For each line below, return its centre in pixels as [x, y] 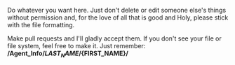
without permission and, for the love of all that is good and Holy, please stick [118, 17]
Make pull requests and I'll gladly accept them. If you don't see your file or [115, 38]
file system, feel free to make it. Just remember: [76, 46]
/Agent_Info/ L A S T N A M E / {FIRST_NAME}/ [68, 54]
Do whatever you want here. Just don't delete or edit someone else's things [117, 10]
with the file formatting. [41, 25]
